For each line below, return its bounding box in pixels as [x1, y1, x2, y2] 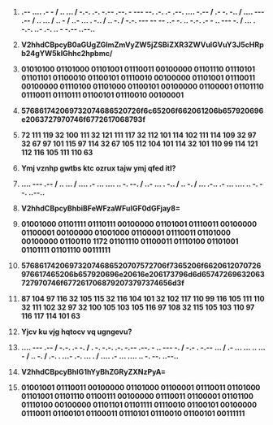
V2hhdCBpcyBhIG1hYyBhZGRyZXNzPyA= [20, 367, 166, 376]
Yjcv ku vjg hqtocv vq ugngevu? [20, 327, 132, 336]
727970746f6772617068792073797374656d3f [20, 278, 185, 288]
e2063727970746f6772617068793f [20, 115, 145, 124]
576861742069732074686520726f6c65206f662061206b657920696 [20, 106, 264, 115]
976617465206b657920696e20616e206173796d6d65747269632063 [20, 270, 265, 279]
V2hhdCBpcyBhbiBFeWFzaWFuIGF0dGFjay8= [20, 203, 181, 213]
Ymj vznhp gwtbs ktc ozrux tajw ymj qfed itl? [20, 163, 176, 173]
